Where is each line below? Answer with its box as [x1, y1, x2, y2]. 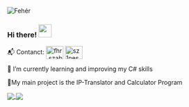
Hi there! [7, 30, 38, 40]
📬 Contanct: [7, 48, 45, 56]
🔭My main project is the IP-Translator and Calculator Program [7, 79, 183, 87]
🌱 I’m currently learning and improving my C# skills [7, 65, 153, 73]
